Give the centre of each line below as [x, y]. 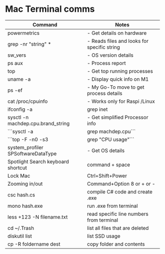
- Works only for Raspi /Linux [121, 101]
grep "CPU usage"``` [111, 139]
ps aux [15, 63]
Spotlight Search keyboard [38, 161]
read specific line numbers [118, 214]
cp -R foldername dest [34, 244]
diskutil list [20, 236]
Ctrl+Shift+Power [107, 176]
